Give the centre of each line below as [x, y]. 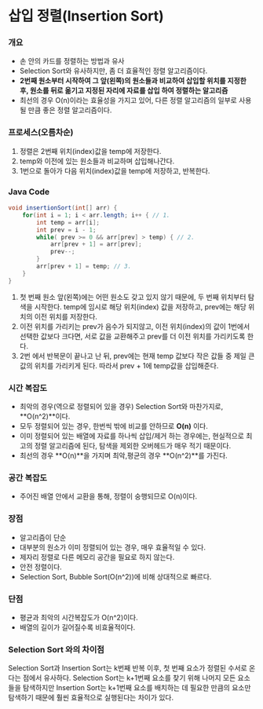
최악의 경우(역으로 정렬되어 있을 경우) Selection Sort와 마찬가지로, [121, 406]
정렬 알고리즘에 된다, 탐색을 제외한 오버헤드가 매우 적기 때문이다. [133, 446]
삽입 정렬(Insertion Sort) [86, 16]
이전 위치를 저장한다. [66, 316]
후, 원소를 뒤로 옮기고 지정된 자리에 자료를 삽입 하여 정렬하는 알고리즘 [124, 90]
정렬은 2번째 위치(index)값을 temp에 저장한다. [90, 151]
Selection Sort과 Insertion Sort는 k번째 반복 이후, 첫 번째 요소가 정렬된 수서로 [128, 668]
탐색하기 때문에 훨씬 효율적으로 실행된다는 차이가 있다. [91, 698]
